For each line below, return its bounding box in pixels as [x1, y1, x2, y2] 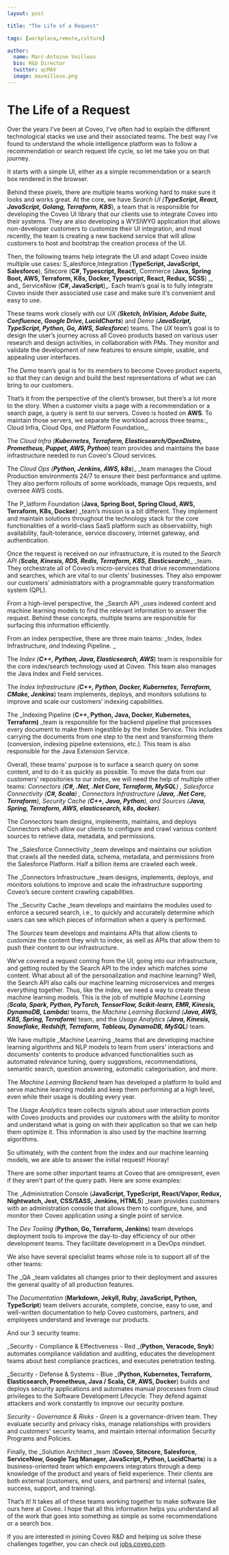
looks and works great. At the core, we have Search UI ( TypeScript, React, [7, 195, 219, 203]
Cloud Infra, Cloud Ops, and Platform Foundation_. [7, 423, 149, 431]
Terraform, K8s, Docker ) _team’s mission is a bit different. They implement [7, 507, 218, 515]
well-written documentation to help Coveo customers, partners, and [7, 1308, 198, 1316]
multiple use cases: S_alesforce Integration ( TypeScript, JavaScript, [7, 259, 200, 268]
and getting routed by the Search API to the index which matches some [7, 964, 208, 972]
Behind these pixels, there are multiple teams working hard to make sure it [7, 188, 216, 196]
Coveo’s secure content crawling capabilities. [7, 888, 135, 896]
